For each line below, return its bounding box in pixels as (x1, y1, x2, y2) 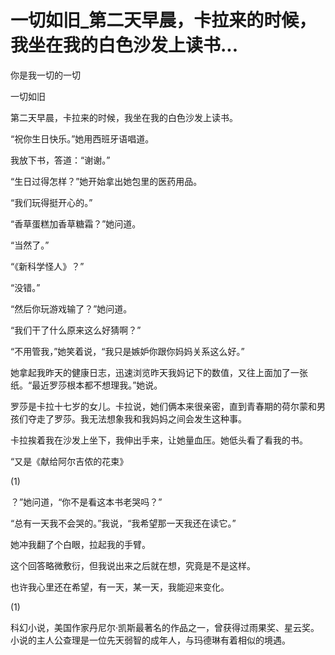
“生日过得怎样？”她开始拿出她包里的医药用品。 (10, 175, 203, 187)
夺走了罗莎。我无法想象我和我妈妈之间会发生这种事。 (27, 412, 247, 425)
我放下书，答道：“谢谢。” (10, 154, 111, 166)
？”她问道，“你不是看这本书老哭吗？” (10, 496, 163, 508)
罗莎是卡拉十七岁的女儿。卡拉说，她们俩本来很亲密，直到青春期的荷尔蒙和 (10, 400, 317, 412)
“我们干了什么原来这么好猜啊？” (10, 324, 142, 336)
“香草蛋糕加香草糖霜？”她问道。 (10, 217, 142, 230)
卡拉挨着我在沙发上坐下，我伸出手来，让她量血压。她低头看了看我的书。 (10, 434, 308, 446)
